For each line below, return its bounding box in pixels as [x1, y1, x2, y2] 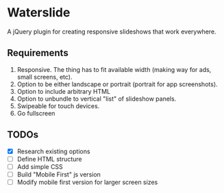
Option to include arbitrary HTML [16, 87, 111, 95]
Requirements [7, 47, 69, 59]
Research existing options [16, 147, 90, 155]
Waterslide [7, 5, 71, 21]
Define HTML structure [16, 155, 82, 163]
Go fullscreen [16, 109, 55, 117]
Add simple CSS [16, 162, 63, 170]
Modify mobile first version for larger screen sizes [16, 178, 158, 186]
